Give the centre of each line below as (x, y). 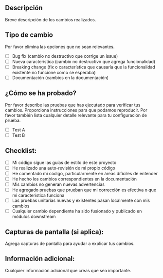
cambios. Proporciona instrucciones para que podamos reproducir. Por (76, 110)
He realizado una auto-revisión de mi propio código (63, 168)
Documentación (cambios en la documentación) (60, 78)
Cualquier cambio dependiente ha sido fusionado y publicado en (77, 211)
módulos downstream (34, 217)
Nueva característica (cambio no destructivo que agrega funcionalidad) (84, 61)
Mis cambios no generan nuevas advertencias (58, 184)
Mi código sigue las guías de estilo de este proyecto (64, 163)
